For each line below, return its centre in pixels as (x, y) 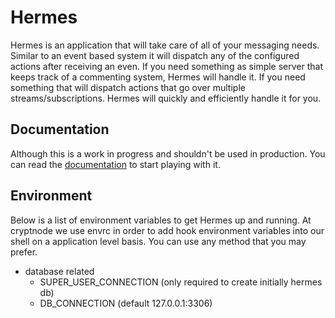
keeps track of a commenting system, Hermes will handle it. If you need (158, 77)
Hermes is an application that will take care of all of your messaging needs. (165, 45)
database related (59, 271)
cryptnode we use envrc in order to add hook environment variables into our (167, 230)
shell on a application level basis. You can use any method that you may (158, 241)
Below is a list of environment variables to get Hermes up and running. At (161, 220)
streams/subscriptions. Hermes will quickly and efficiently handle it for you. (166, 98)
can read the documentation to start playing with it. (115, 164)
